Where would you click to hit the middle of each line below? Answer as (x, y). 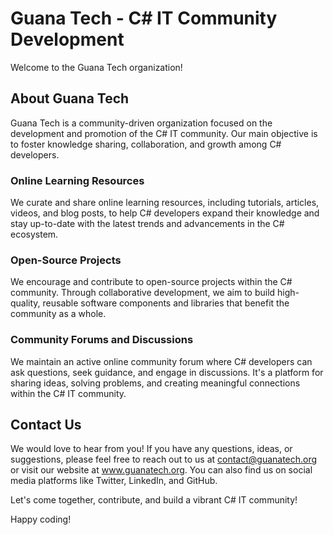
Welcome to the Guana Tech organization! (96, 67)
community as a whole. (58, 314)
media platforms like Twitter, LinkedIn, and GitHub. (114, 481)
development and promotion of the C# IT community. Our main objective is (164, 133)
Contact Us (46, 425)
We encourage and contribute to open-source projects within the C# (151, 282)
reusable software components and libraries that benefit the (166, 303)
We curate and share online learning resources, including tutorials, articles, (165, 203)
